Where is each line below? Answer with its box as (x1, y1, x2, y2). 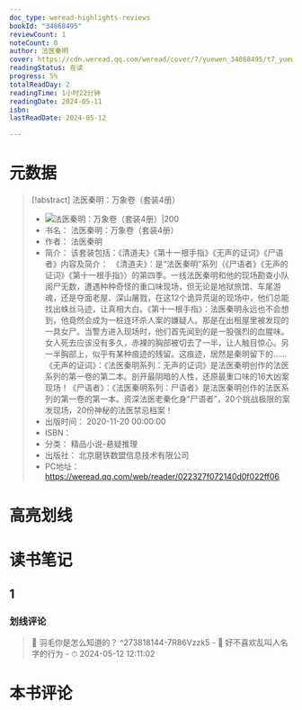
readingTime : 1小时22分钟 (9, 88, 102, 97)
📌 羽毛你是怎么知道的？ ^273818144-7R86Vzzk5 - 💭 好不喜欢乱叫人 (31, 637, 281, 648)
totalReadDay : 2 (9, 80, 70, 89)
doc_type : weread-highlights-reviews (9, 13, 151, 22)
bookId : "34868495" (9, 22, 83, 31)
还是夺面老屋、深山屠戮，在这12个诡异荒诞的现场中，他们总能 (60, 292, 289, 303)
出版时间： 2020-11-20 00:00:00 (44, 416, 166, 427)
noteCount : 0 (9, 38, 58, 48)
